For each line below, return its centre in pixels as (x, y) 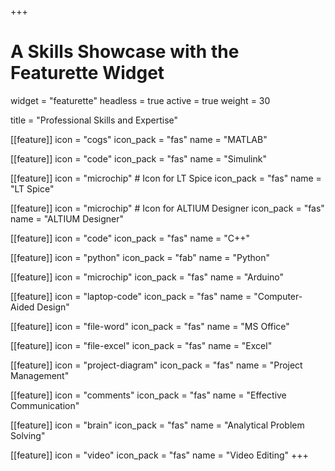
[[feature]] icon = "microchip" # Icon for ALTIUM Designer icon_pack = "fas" (167, 208)
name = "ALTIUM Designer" (67, 218)
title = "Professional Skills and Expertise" (94, 120)
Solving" (28, 435)
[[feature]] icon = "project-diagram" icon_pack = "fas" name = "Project (156, 365)
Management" (40, 375)
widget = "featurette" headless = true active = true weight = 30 (140, 100)
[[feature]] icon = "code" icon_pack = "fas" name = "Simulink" (138, 158)
